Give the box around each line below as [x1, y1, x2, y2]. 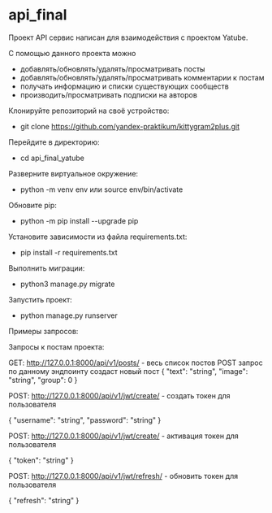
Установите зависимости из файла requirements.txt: [8, 232, 188, 241]
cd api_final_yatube [19, 153, 85, 163]
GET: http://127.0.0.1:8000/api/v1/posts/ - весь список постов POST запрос [8, 358, 263, 367]
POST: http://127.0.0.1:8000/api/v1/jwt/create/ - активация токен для [8, 431, 240, 441]
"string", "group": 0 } [8, 375, 78, 385]
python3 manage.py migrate [19, 279, 115, 289]
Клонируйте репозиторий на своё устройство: [8, 106, 170, 115]
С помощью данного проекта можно [8, 48, 136, 58]
